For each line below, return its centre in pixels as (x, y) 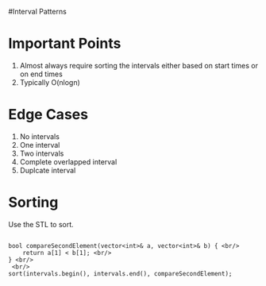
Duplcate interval (48, 170)
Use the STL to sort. (41, 224)
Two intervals (42, 153)
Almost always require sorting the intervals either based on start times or (139, 65)
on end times (41, 74)
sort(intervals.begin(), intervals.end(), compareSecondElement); (120, 273)
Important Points (65, 44)
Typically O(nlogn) (50, 82)
